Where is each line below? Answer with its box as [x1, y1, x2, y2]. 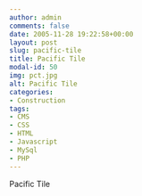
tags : [9, 104, 29, 113]
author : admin [9, 12, 63, 22]
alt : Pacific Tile [9, 79, 78, 88]
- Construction [9, 95, 66, 105]
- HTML [9, 129, 34, 138]
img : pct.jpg [9, 71, 58, 80]
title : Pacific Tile [9, 54, 87, 63]
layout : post [9, 37, 58, 47]
